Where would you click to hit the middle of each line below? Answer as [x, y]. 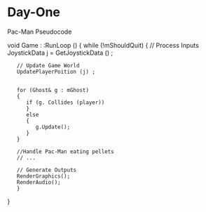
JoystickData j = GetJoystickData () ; [60, 53]
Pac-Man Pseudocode [40, 32]
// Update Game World [48, 65]
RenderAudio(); [39, 182]
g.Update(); [53, 127]
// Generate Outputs [47, 170]
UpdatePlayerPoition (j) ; [56, 72]
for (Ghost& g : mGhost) [53, 90]
